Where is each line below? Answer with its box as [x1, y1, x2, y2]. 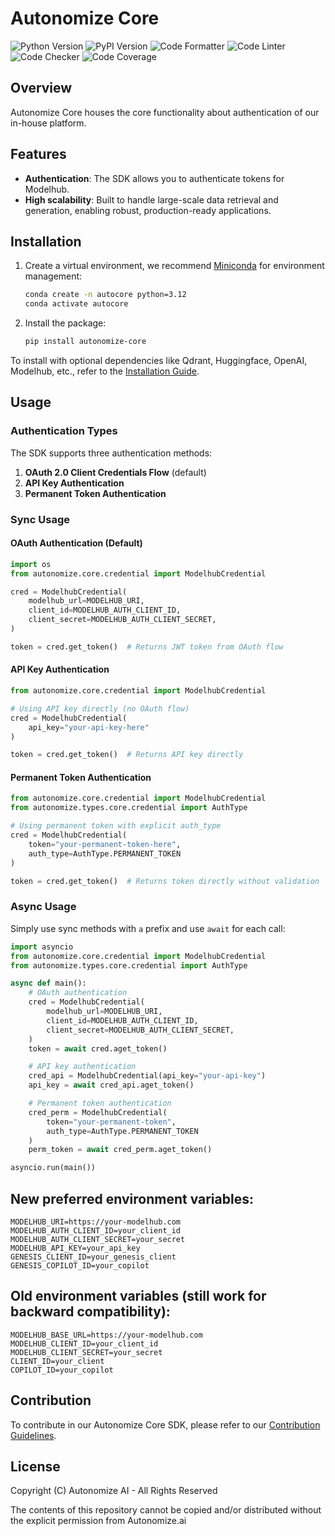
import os [10, 559, 52, 569]
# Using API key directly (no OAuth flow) [10, 703, 190, 714]
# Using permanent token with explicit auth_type [10, 821, 222, 831]
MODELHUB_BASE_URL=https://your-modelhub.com [10, 1330, 203, 1340]
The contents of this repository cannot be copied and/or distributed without [10, 1504, 322, 1516]
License [10, 1458, 61, 1475]
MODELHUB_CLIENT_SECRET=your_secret [10, 1347, 163, 1357]
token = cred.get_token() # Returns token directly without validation [10, 876, 320, 886]
